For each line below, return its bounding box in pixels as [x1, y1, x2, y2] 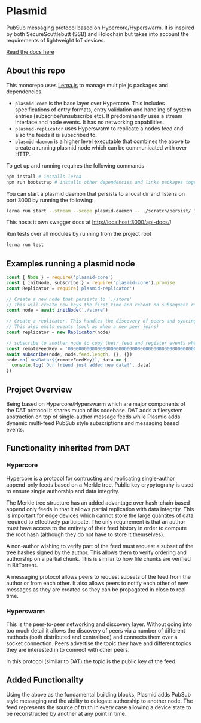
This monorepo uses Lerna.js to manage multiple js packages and [6, 81, 169, 89]
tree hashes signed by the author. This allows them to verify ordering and [6, 549, 187, 556]
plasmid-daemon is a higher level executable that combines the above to [14, 138, 190, 145]
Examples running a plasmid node [6, 259, 136, 269]
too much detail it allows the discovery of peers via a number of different [6, 627, 185, 634]
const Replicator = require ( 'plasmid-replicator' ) [6, 285, 135, 291]
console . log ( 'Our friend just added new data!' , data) [11, 362, 151, 369]
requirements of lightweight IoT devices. [6, 37, 106, 44]
